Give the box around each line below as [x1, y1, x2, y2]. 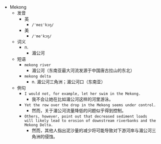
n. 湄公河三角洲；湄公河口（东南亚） [31, 79, 106, 85]
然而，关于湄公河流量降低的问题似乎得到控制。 [31, 108, 126, 113]
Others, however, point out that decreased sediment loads [24, 114, 148, 119]
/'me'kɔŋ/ [31, 34, 52, 39]
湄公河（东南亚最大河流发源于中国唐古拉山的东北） [31, 68, 135, 73]
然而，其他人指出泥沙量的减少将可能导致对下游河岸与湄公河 [31, 127, 152, 133]
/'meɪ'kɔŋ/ [31, 23, 54, 27]
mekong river [24, 63, 51, 68]
